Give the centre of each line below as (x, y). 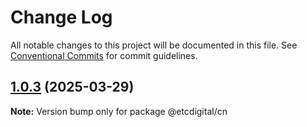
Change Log (61, 17)
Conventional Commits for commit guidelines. (104, 55)
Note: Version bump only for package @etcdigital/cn (119, 111)
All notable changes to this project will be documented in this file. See (154, 45)
